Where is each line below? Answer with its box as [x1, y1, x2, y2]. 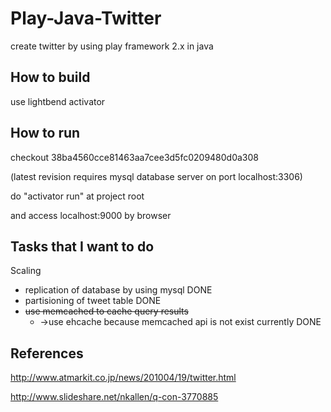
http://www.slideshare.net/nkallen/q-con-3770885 [10, 391, 219, 403]
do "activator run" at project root [10, 190, 145, 202]
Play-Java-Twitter [10, 7, 162, 30]
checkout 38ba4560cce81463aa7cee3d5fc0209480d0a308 [10, 151, 260, 163]
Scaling [10, 265, 42, 277]
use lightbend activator [10, 95, 106, 107]
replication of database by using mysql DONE [24, 284, 213, 296]
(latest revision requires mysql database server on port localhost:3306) [10, 170, 303, 182]
